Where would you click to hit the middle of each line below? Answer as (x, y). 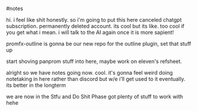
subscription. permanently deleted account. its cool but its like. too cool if (95, 26)
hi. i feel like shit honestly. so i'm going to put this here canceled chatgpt (94, 20)
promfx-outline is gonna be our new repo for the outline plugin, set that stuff (99, 44)
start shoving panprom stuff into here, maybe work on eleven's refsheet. (94, 61)
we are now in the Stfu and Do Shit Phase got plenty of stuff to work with (95, 97)
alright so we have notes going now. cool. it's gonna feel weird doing (89, 73)
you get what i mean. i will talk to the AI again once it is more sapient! (90, 32)
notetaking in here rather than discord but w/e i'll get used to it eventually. (96, 79)
